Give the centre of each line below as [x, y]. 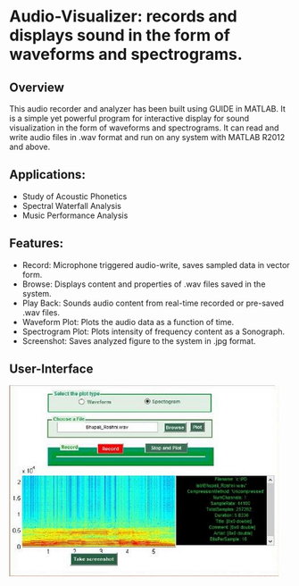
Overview [37, 87]
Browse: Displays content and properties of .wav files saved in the [144, 284]
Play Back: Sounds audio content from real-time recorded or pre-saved [153, 303]
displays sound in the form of [120, 35]
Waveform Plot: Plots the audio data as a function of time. [128, 322]
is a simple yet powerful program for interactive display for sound [129, 118]
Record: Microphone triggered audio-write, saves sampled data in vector [156, 264]
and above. [30, 146]
